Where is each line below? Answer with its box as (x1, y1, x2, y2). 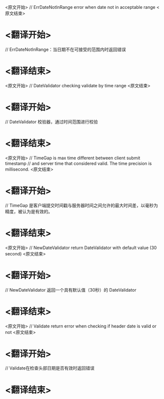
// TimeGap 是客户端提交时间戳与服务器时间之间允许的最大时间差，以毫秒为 (5, 202, 158, 208)
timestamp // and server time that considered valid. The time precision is (5, 160, 152, 166)
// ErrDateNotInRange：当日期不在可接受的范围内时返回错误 (5, 46, 126, 52)
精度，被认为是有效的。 (5, 208, 53, 214)
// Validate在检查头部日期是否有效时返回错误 (5, 365, 95, 371)
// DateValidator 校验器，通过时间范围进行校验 (5, 119, 98, 125)
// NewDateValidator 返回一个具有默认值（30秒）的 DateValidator (5, 287, 137, 293)
